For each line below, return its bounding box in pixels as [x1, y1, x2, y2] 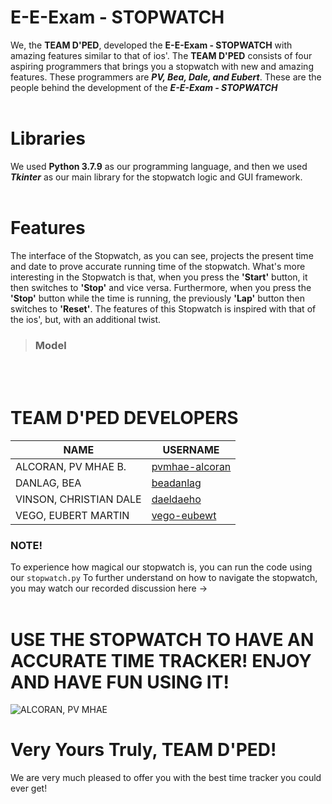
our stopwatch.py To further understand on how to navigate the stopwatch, [10, 572, 318, 584]
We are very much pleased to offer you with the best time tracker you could [10, 772, 322, 784]
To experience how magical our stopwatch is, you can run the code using [10, 561, 313, 573]
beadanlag [151, 476, 202, 490]
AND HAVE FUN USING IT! [10, 671, 230, 693]
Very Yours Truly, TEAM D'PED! [10, 739, 277, 761]
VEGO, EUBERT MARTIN [15, 509, 130, 523]
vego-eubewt [151, 509, 217, 523]
